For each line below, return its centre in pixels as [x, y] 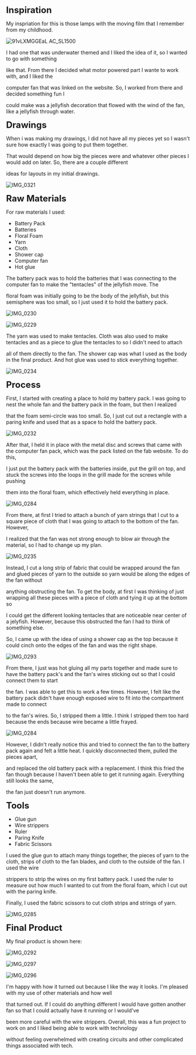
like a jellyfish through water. [41, 111]
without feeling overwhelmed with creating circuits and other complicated [94, 1039]
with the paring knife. [32, 891]
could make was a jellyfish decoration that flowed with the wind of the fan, [95, 105]
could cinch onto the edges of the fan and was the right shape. [82, 645]
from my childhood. [29, 30]
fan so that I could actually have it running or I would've [73, 1011]
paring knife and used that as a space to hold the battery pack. [82, 422]
